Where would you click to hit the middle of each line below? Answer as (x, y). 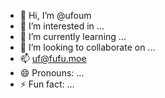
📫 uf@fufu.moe (53, 58)
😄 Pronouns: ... (52, 73)
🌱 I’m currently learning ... (73, 36)
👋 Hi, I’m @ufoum (55, 15)
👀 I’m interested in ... (62, 26)
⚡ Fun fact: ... (47, 84)
